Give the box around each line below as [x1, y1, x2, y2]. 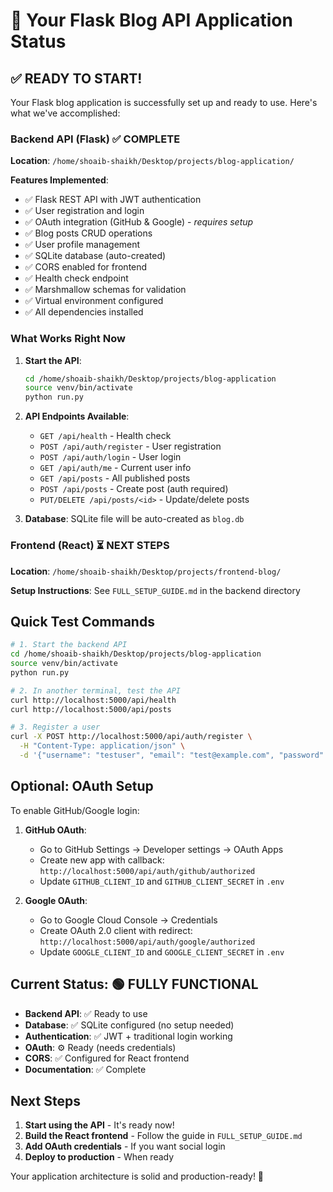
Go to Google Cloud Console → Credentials [39, 914, 218, 926]
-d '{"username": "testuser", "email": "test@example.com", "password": [19, 750, 329, 761]
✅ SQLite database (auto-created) [24, 250, 167, 262]
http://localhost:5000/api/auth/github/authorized [39, 866, 256, 876]
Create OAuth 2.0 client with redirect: [39, 924, 193, 936]
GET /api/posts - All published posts [39, 472, 191, 484]
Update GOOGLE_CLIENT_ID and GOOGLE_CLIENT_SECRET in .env [39, 945, 285, 958]
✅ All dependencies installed [24, 306, 144, 318]
